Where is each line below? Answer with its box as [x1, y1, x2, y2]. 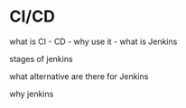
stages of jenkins [9, 53, 74, 64]
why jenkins [9, 88, 54, 99]
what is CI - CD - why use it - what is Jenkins [9, 36, 178, 47]
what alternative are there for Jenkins [9, 70, 149, 82]
